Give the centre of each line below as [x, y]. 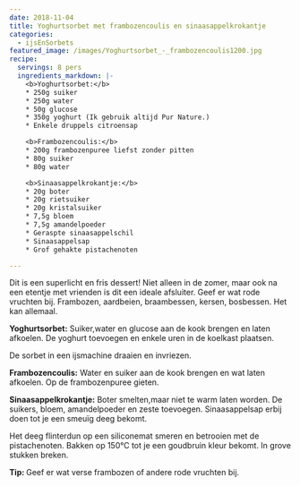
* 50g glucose [51, 109]
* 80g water [47, 166]
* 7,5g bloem [50, 217]
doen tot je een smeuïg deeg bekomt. [78, 419]
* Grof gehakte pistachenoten [82, 250]
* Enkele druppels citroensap [82, 126]
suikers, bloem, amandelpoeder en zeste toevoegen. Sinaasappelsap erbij [146, 409]
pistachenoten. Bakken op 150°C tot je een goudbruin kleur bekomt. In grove [150, 446]
